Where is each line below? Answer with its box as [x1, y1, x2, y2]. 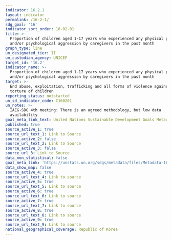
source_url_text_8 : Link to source [5, 212, 81, 218]
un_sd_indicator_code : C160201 [5, 98, 72, 103]
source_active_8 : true [5, 208, 54, 213]
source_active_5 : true [5, 179, 54, 185]
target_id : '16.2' [5, 60, 45, 65]
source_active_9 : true [5, 217, 54, 223]
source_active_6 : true [5, 189, 54, 194]
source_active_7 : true [5, 198, 54, 203]
